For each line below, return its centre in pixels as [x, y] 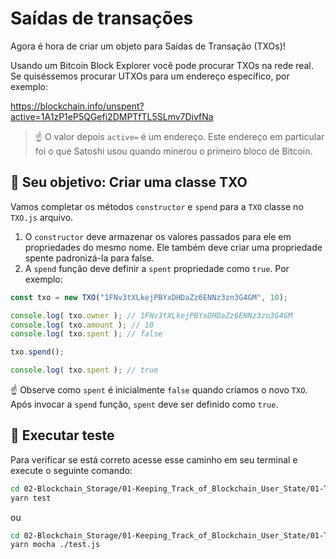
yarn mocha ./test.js [55, 545]
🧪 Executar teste [62, 435]
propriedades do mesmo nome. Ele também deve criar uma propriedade [173, 247]
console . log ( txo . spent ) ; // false [86, 334]
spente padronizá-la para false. [89, 258]
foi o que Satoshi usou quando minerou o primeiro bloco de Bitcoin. [173, 151]
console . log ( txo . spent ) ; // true [84, 370]
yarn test [31, 498]
